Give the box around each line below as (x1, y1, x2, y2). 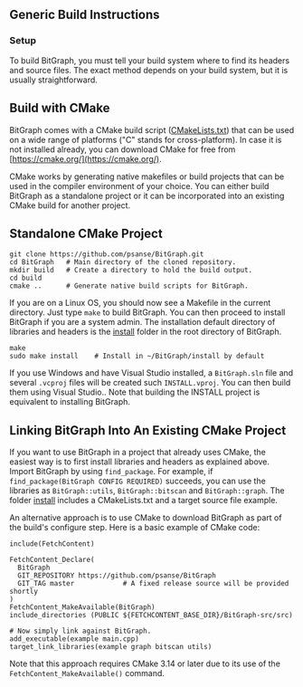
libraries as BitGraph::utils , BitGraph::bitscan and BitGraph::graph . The (9, 485, 285, 496)
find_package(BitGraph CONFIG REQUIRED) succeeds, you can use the (9, 475, 267, 487)
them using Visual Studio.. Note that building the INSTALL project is (9, 386, 260, 397)
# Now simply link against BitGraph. (9, 626, 152, 636)
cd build (9, 273, 43, 283)
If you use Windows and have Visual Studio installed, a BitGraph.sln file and (9, 367, 294, 378)
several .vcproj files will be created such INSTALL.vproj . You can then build (9, 377, 291, 388)
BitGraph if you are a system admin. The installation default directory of (9, 317, 276, 328)
